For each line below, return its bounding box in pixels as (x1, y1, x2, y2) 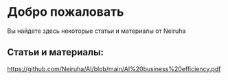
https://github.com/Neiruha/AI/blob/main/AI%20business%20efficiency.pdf (7, 64, 221, 72)
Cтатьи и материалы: (7, 46, 104, 58)
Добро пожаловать (7, 4, 124, 20)
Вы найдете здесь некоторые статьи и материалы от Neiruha (7, 27, 186, 35)
